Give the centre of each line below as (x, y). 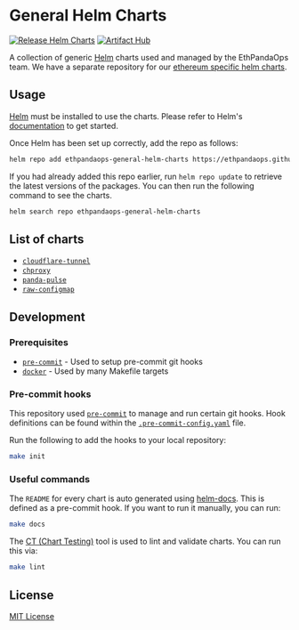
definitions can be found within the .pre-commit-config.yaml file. (128, 423)
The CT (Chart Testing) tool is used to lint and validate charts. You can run (145, 541)
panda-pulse (44, 280)
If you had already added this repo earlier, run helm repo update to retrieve (146, 176)
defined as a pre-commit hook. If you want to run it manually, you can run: (145, 508)
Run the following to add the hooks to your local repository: (118, 440)
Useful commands (50, 480)
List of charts (47, 239)
